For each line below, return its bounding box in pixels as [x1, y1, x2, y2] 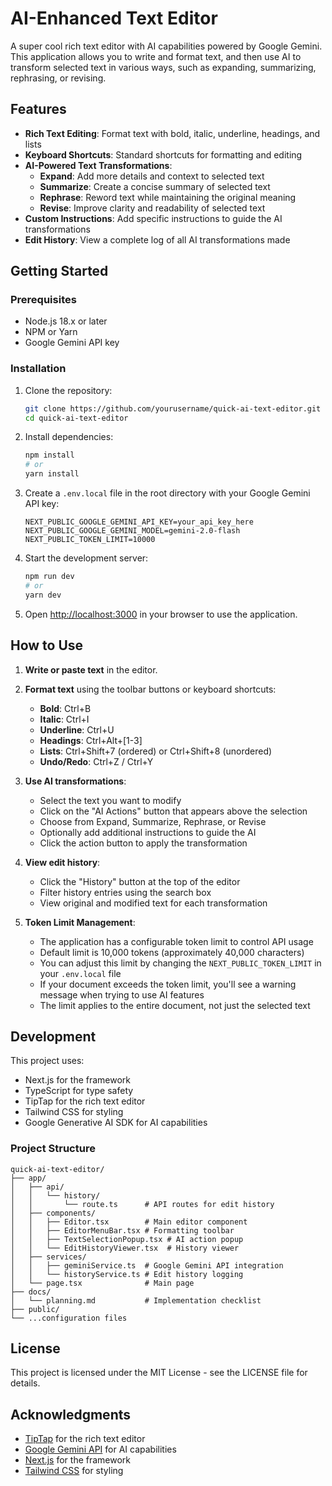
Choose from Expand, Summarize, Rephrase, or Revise [39, 815, 267, 827]
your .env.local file [39, 967, 122, 979]
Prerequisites [10, 293, 77, 307]
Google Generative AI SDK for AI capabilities [24, 1117, 208, 1129]
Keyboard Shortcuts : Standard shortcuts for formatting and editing [24, 148, 303, 161]
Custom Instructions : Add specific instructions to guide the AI [24, 212, 283, 224]
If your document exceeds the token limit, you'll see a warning [39, 978, 297, 990]
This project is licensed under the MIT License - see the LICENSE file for [10, 1367, 308, 1379]
